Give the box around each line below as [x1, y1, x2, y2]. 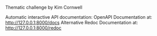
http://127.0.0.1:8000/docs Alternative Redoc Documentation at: [5, 20, 138, 25]
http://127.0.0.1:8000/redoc [5, 25, 62, 31]
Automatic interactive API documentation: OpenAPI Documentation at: [5, 14, 152, 20]
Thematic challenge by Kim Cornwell [5, 5, 83, 10]
